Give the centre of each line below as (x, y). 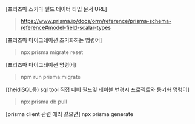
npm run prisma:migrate (51, 77)
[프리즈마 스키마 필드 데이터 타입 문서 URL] (56, 9)
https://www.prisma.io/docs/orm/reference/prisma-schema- (96, 21)
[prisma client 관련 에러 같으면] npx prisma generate (70, 114)
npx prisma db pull (44, 102)
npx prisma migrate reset (51, 52)
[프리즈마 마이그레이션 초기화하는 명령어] (54, 40)
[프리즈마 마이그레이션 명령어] (41, 65)
